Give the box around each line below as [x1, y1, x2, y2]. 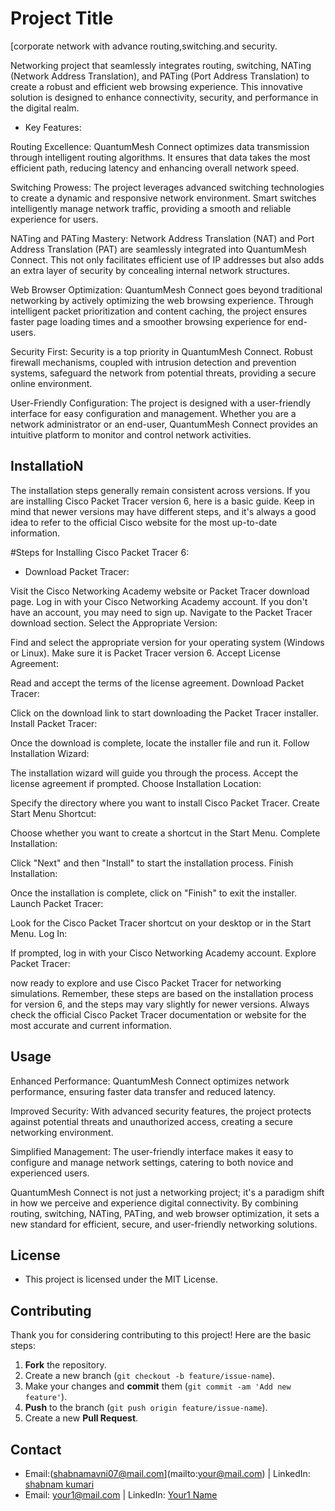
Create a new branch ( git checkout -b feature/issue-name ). [24, 1370, 275, 1382]
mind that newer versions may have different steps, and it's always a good [10, 505, 317, 517]
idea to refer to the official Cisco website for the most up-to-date [10, 516, 278, 528]
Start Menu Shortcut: [10, 807, 97, 819]
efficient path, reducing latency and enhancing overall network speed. [10, 162, 300, 174]
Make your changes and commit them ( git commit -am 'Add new [24, 1380, 292, 1392]
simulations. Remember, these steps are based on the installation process [10, 987, 314, 999]
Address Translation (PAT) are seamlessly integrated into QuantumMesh [10, 243, 307, 255]
